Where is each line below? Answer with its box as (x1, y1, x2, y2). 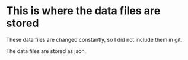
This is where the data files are (6, 4, 161, 18)
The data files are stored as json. (6, 47, 87, 54)
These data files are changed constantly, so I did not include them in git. (6, 36, 183, 43)
